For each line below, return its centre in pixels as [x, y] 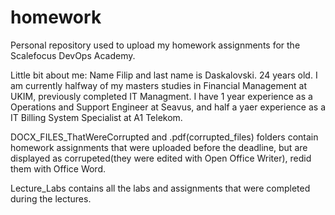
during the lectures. [51, 198]
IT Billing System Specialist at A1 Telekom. [96, 117]
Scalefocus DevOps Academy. [73, 55]
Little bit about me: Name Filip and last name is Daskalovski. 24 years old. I [164, 75]
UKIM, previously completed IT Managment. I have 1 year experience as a [161, 96]
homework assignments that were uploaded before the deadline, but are [159, 147]
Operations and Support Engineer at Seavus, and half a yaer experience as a [168, 107]
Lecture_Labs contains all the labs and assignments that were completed [160, 188]
